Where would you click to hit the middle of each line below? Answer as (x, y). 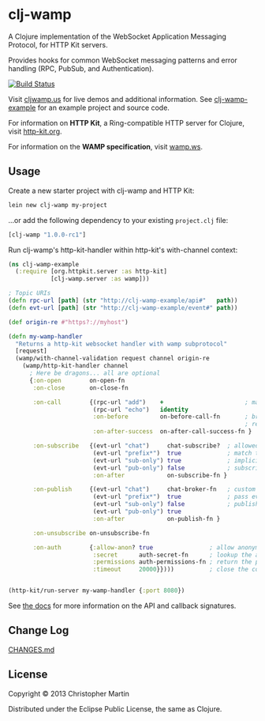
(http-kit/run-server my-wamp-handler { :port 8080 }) (97, 591)
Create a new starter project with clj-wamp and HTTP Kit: (101, 191)
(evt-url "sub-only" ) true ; (162, 460)
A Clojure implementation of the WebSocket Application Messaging (118, 36)
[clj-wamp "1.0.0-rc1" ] (47, 235)
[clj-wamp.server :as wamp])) (100, 279)
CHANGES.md (32, 649)
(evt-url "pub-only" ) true (137, 511)
